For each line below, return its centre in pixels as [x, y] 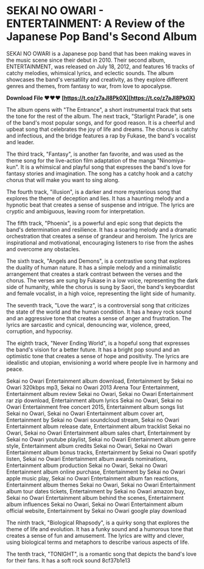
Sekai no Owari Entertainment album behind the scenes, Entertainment [95, 497]
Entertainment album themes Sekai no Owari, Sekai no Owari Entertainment [101, 485]
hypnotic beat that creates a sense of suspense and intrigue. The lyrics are [100, 205]
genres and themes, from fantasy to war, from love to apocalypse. [89, 86]
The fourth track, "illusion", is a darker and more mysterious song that [94, 192]
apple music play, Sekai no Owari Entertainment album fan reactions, [93, 478]
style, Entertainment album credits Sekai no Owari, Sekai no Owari [89, 446]
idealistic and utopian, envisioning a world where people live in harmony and [102, 362]
